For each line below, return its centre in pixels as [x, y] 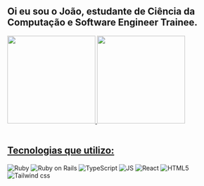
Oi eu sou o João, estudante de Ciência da [101, 12]
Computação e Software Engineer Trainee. [103, 23]
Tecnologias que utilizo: [61, 151]
